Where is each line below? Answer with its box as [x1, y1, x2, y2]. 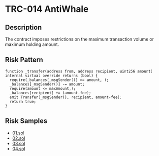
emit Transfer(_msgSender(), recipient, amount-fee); [9, 95, 122, 100]
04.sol [12, 146, 26, 152]
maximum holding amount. [5, 41, 59, 47]
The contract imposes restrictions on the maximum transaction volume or [5, 36, 154, 42]
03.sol [12, 140, 26, 146]
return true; [9, 99, 36, 104]
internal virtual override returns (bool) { [5, 73, 98, 78]
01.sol [12, 130, 25, 136]
